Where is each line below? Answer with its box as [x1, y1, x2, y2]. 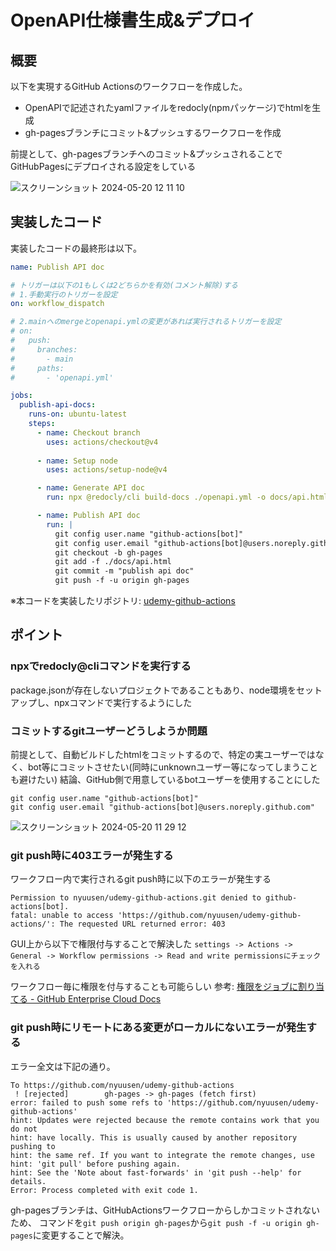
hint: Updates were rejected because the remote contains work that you [10, 1115, 320, 1125]
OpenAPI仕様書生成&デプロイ [10, 9, 256, 32]
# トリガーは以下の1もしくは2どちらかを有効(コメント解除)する [10, 280, 239, 290]
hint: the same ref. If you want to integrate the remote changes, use [10, 1150, 315, 1160]
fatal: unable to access [10, 911, 114, 921]
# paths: [10, 363, 65, 373]
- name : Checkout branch [36, 427, 141, 438]
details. [10, 1176, 47, 1186]
